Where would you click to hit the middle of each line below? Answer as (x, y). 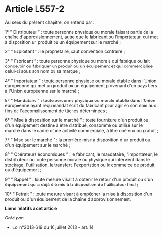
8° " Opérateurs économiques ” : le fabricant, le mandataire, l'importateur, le (81, 154)
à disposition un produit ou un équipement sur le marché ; (63, 42)
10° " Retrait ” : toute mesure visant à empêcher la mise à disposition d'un (79, 194)
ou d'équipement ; (23, 170)
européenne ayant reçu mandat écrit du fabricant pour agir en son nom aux (81, 105)
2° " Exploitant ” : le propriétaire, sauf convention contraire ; (65, 51)
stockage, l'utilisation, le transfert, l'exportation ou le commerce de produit (80, 165)
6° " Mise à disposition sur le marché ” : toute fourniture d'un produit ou (77, 120)
